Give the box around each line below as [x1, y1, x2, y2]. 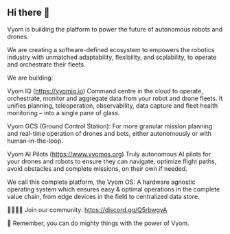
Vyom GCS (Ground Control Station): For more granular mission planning [7, 121, 213, 130]
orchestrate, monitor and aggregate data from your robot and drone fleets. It [7, 94, 223, 102]
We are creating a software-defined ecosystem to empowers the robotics [7, 45, 215, 54]
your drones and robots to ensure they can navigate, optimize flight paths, [7, 157, 217, 165]
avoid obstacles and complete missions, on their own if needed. [7, 164, 187, 172]
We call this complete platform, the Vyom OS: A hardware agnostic [7, 178, 196, 186]
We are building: [7, 73, 54, 82]
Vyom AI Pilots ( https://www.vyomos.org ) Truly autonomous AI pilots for [7, 150, 211, 158]
